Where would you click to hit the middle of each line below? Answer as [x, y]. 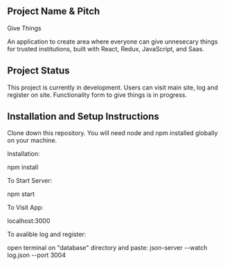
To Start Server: [30, 181]
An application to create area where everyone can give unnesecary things [112, 42]
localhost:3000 [29, 221]
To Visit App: [25, 208]
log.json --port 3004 [36, 255]
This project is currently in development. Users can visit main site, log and [112, 87]
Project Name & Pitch [54, 11]
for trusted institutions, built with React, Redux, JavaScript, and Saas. [106, 48]
